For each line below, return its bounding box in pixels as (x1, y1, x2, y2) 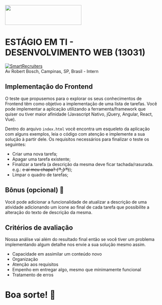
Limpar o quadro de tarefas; (12, 171, 68, 178)
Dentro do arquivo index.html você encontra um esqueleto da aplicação (5, 126, 150, 132)
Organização (12, 257, 38, 262)
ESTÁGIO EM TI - (5, 37, 74, 48)
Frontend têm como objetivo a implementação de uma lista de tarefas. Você (5, 100, 157, 107)
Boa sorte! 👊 (5, 289, 56, 300)
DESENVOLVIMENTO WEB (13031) (5, 47, 145, 58)
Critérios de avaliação (5, 223, 73, 232)
